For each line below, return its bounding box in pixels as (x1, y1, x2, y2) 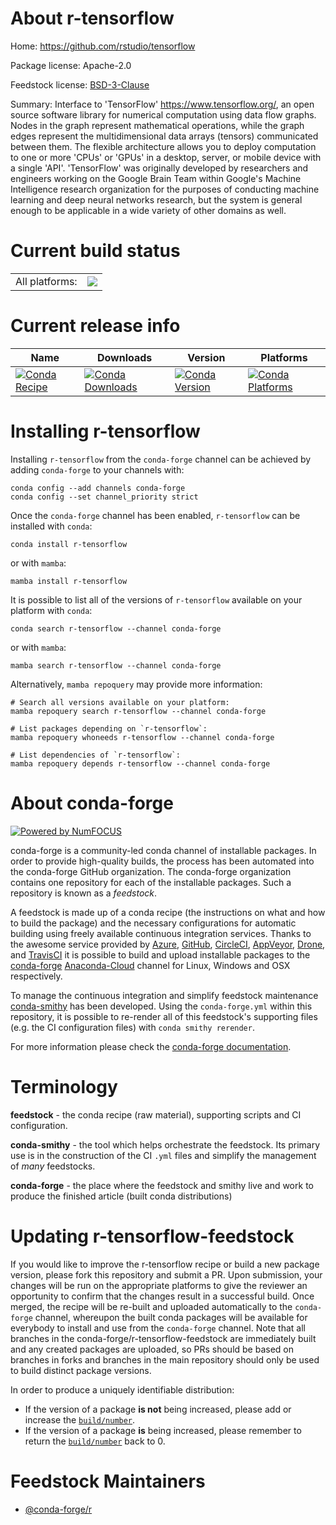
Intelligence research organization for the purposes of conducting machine (10, 183, 320, 195)
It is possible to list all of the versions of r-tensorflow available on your (10, 593, 303, 606)
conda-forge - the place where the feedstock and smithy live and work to (10, 1179, 314, 1191)
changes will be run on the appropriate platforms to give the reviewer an (10, 1279, 308, 1291)
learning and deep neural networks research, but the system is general (10, 193, 303, 206)
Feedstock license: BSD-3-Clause (10, 78, 150, 91)
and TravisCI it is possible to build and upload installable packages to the (10, 948, 311, 961)
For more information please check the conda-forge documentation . (10, 1040, 292, 1052)
